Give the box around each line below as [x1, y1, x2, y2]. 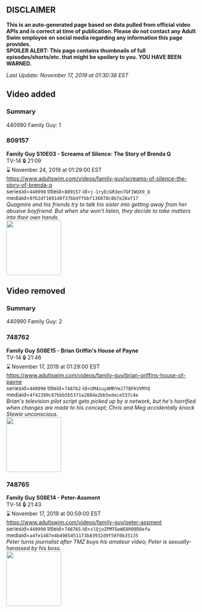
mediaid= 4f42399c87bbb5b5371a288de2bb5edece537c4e [6, 391, 138, 398]
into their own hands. [6, 213, 59, 221]
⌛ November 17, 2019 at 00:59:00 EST [6, 510, 101, 517]
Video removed [6, 286, 66, 297]
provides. [6, 40, 32, 47]
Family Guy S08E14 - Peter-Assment [6, 494, 101, 501]
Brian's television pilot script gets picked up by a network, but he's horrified [6, 397, 196, 405]
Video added [6, 89, 56, 100]
